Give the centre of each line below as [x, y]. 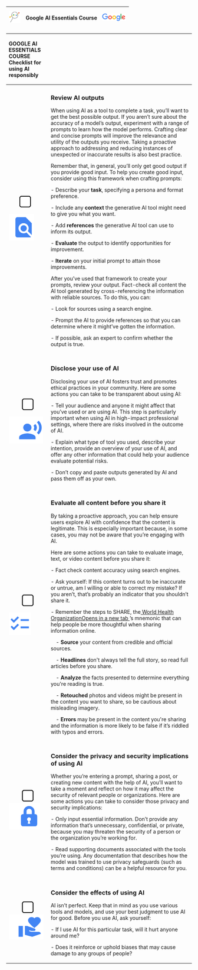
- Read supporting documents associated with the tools [118, 849]
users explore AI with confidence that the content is [113, 522]
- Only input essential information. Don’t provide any [114, 819]
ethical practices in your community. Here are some [113, 388]
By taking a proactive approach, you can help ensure [114, 516]
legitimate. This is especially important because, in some [119, 528]
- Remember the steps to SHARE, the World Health [112, 611]
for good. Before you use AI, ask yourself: [101, 918]
